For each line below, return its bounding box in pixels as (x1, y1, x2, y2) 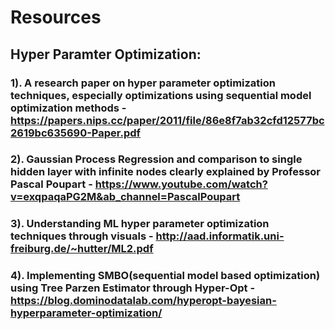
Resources (10, 6, 102, 29)
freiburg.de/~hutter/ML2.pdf (10, 242, 154, 256)
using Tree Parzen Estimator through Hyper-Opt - (10, 281, 256, 295)
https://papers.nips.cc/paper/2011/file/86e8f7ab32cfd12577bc (10, 113, 325, 127)
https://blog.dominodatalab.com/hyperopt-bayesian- (10, 294, 277, 308)
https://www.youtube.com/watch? (94, 177, 268, 191)
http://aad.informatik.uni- (155, 229, 285, 243)
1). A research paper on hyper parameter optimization (10, 76, 277, 90)
